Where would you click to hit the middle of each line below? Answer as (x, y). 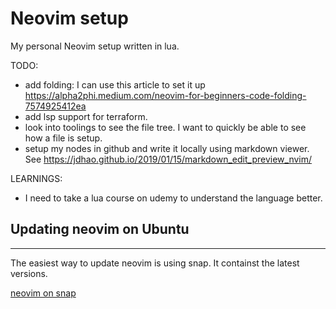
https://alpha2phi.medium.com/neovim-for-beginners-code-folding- (165, 95)
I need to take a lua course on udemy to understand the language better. (173, 198)
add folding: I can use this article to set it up (115, 84)
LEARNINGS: (36, 178)
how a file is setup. (63, 138)
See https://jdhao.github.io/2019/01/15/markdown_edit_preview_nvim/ (168, 159)
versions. (29, 273)
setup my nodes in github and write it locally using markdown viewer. (167, 148)
